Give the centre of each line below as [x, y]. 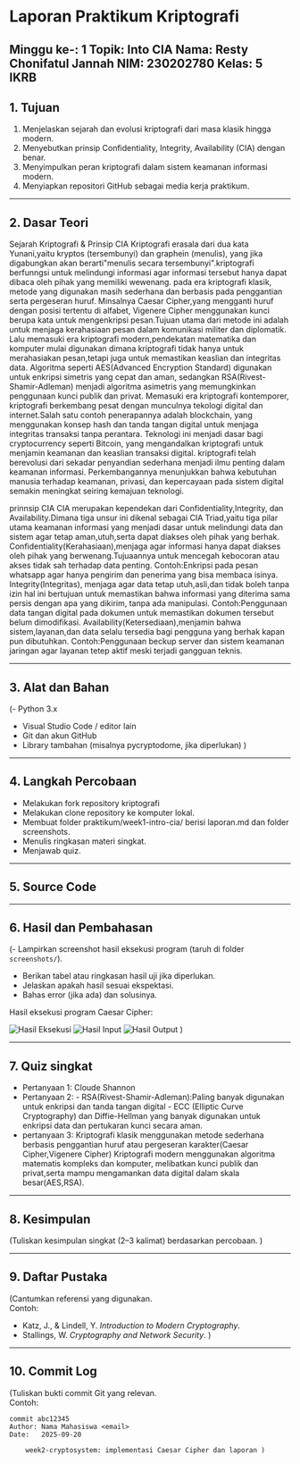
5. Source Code [53, 887]
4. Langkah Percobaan [73, 782]
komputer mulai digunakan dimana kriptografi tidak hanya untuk [126, 349]
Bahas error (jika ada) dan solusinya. [90, 995]
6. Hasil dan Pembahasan [81, 928]
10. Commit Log [54, 1371]
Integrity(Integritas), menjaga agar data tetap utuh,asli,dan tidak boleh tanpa [150, 585]
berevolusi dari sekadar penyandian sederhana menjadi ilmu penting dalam [147, 463]
